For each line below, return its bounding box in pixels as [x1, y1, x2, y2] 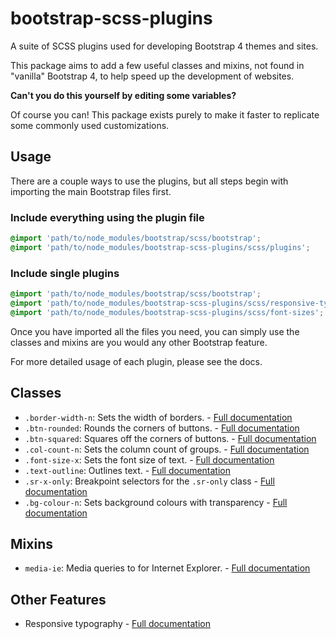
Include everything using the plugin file [10, 210, 205, 224]
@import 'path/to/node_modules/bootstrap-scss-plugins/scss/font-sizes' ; [10, 307, 325, 317]
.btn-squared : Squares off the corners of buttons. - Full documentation [24, 432, 317, 444]
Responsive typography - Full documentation [24, 618, 211, 630]
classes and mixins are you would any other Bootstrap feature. [10, 336, 268, 348]
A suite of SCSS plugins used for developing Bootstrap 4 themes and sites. [10, 40, 319, 52]
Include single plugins [10, 266, 120, 280]
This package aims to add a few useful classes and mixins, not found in [10, 59, 305, 71]
